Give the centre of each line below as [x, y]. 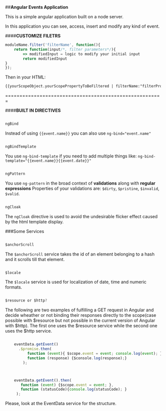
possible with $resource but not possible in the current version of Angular [80, 321]
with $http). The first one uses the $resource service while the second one [81, 326]
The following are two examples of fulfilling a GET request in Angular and [80, 310]
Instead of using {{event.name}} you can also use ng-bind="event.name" [78, 133]
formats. [14, 287]
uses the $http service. [29, 331]
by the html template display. [35, 222]
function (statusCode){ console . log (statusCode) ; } [74, 389]
